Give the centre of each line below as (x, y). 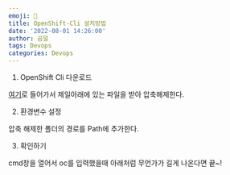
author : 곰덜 (29, 38)
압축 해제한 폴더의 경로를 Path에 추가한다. (74, 129)
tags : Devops (30, 46)
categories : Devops (41, 53)
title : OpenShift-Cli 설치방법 (57, 23)
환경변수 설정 (41, 111)
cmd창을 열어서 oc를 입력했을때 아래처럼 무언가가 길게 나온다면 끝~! (115, 163)
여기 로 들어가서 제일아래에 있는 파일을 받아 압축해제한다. (97, 94)
